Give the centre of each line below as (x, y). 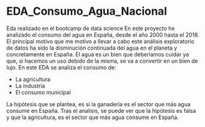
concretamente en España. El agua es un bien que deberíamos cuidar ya (98, 54)
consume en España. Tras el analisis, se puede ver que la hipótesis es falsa (101, 110)
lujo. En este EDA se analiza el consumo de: (61, 67)
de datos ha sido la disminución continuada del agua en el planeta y (92, 48)
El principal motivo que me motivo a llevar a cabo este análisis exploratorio (100, 41)
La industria (30, 86)
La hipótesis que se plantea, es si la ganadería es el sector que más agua (99, 104)
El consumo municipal (43, 92)
